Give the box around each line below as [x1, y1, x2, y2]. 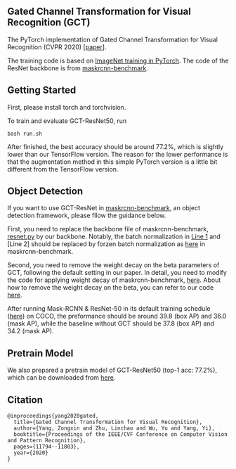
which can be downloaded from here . [7, 373, 116, 382]
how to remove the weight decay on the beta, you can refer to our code [7, 283, 214, 292]
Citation [7, 394, 44, 406]
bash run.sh [7, 130, 42, 137]
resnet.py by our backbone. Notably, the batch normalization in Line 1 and [7, 232, 221, 241]
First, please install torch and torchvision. [7, 103, 126, 111]
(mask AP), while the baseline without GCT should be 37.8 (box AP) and [7, 319, 215, 328]
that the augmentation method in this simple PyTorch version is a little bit [7, 158, 218, 166]
